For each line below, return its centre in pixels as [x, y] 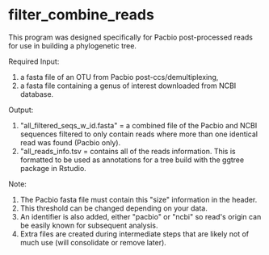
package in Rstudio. [53, 168]
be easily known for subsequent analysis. [89, 225]
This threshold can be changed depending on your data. [113, 208]
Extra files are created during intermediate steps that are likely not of [134, 234]
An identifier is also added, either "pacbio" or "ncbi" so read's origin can [141, 216]
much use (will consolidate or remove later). [93, 242]
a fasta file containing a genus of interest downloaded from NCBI [128, 86]
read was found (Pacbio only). [70, 142]
